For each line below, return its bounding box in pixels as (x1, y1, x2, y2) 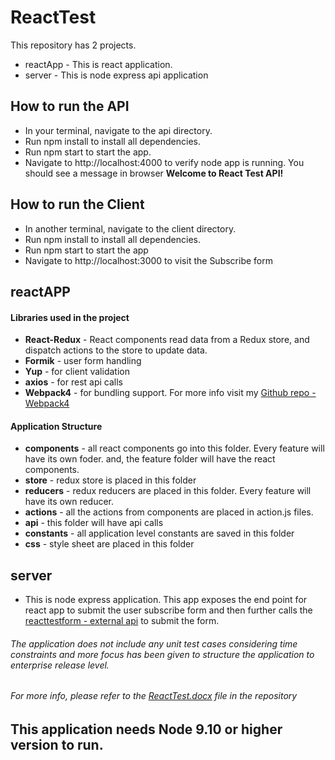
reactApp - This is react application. (24, 58, 173, 70)
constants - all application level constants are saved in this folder (24, 527, 295, 540)
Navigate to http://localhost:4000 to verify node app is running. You (24, 156, 305, 168)
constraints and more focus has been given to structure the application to (10, 648, 315, 660)
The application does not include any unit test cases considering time (10, 637, 298, 650)
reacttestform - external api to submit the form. (24, 615, 220, 627)
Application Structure (10, 420, 103, 432)
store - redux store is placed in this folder (24, 474, 197, 486)
